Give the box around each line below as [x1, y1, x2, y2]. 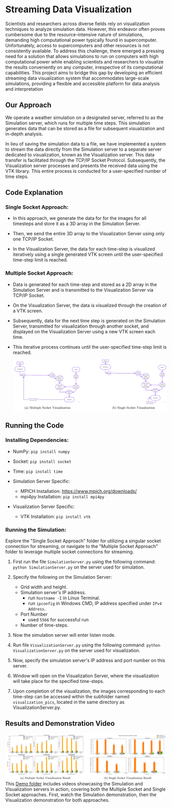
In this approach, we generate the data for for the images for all [12, 215, 147, 221]
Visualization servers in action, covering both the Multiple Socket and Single [5, 786, 166, 792]
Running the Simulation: [5, 526, 67, 533]
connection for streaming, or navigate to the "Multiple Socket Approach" [5, 543, 158, 550]
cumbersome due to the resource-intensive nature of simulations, [5, 31, 144, 37]
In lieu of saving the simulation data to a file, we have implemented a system [5, 140, 166, 147]
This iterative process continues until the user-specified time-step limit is [12, 344, 167, 350]
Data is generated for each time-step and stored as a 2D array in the [12, 281, 157, 288]
